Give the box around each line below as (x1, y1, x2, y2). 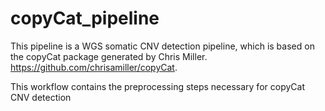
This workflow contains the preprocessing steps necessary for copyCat (10, 80, 305, 92)
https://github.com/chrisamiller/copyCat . (10, 61, 178, 73)
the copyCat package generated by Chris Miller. (10, 50, 208, 62)
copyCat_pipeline (10, 7, 160, 30)
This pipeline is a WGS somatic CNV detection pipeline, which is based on (10, 40, 315, 52)
